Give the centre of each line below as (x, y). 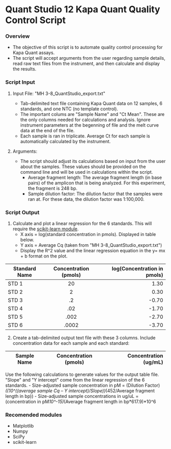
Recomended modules (34, 415)
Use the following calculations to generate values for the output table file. (82, 374)
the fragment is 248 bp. (53, 188)
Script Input (20, 82)
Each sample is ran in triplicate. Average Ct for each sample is (85, 136)
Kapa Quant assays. (34, 53)
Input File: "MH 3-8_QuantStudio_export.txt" (59, 93)
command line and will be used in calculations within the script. (87, 172)
